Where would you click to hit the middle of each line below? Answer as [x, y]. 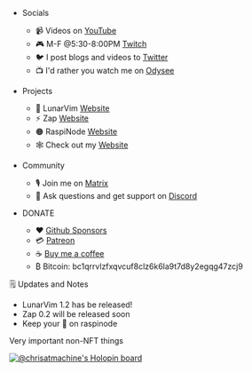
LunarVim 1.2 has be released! [77, 305]
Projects [37, 91]
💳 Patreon [55, 240]
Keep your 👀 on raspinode [70, 324]
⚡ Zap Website [62, 118]
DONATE [38, 213]
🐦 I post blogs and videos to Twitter [102, 57]
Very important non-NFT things [67, 340]
